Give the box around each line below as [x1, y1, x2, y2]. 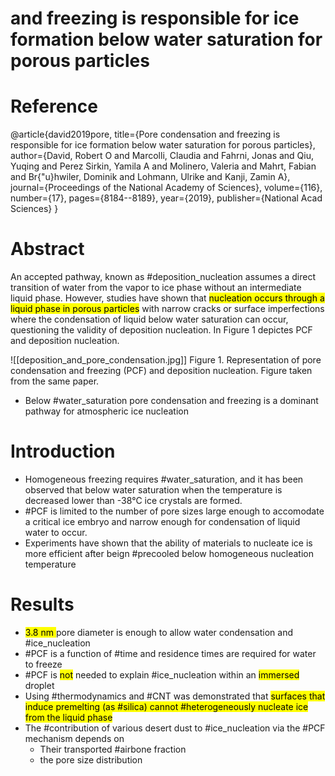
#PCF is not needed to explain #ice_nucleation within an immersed [24, 668, 300, 681]
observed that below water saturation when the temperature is [24, 484, 283, 496]
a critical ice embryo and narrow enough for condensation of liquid [24, 516, 301, 527]
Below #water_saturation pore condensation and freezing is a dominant [24, 395, 319, 407]
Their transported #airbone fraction [39, 743, 187, 755]
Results [10, 593, 75, 616]
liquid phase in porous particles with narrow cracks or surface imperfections [10, 303, 325, 315]
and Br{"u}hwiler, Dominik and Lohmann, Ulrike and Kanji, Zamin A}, [10, 171, 291, 183]
